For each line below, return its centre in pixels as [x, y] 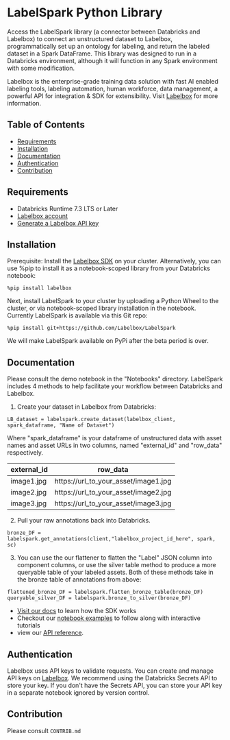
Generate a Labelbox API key [58, 223]
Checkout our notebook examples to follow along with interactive [108, 618]
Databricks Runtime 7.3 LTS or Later [67, 208]
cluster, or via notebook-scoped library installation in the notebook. [102, 308]
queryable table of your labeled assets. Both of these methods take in [115, 572]
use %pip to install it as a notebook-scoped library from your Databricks [109, 268]
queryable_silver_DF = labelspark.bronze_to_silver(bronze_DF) [99, 598]
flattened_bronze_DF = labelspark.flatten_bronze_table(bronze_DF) [105, 592]
